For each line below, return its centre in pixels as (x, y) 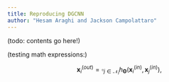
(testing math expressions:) (47, 54)
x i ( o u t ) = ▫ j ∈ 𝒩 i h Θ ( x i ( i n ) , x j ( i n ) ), (119, 70)
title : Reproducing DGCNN (45, 14)
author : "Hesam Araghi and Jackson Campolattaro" (82, 20)
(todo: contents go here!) (44, 40)
